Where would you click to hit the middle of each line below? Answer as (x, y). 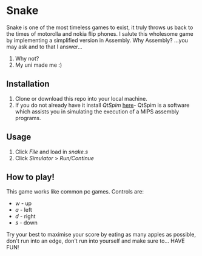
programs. (28, 118)
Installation (28, 84)
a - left (23, 210)
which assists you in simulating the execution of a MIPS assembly (97, 111)
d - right (25, 217)
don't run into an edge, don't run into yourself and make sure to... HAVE (96, 241)
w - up (23, 203)
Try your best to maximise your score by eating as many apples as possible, (101, 235)
